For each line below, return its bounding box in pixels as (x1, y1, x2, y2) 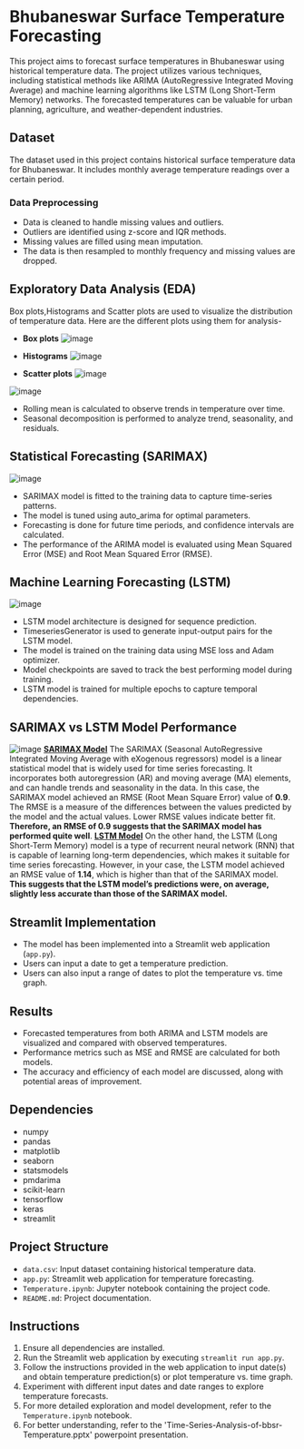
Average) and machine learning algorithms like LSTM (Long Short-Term (9, 84, 276, 95)
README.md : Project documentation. (22, 1292, 152, 1303)
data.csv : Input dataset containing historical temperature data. (22, 1263, 257, 1274)
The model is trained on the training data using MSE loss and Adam (22, 645, 275, 656)
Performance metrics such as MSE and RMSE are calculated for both (22, 1046, 280, 1058)
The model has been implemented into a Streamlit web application (22, 939, 270, 950)
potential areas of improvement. (22, 1075, 142, 1086)
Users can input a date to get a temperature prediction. (22, 958, 229, 969)
